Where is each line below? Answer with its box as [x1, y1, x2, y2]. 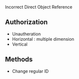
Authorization [5, 18, 48, 26]
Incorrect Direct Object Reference [5, 4, 73, 10]
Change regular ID [12, 68, 49, 74]
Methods [5, 55, 33, 63]
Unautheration [12, 31, 41, 37]
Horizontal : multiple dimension [12, 36, 74, 42]
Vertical [12, 41, 28, 47]
